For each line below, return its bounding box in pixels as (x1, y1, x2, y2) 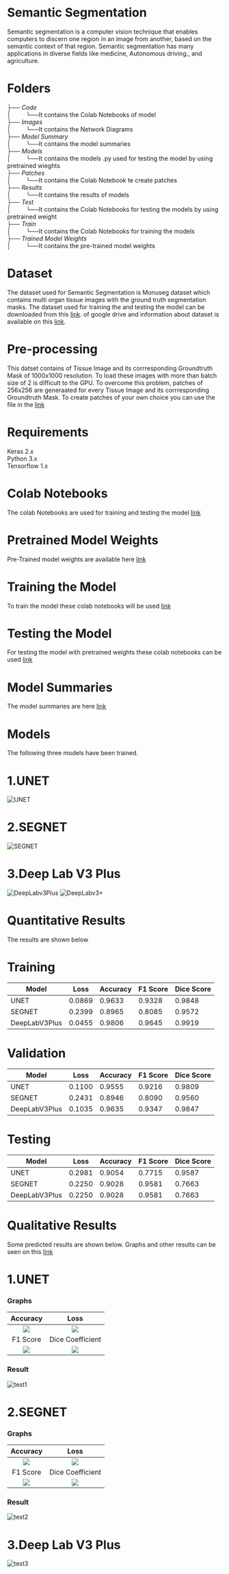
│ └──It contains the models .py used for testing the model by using (7, 154, 213, 162)
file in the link (7, 400, 45, 408)
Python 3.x (7, 454, 38, 463)
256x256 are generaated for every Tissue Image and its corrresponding (7, 386, 210, 394)
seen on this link (7, 1247, 53, 1255)
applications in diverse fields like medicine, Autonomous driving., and (7, 49, 203, 58)
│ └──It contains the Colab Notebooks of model (7, 110, 157, 119)
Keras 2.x (7, 447, 34, 455)
